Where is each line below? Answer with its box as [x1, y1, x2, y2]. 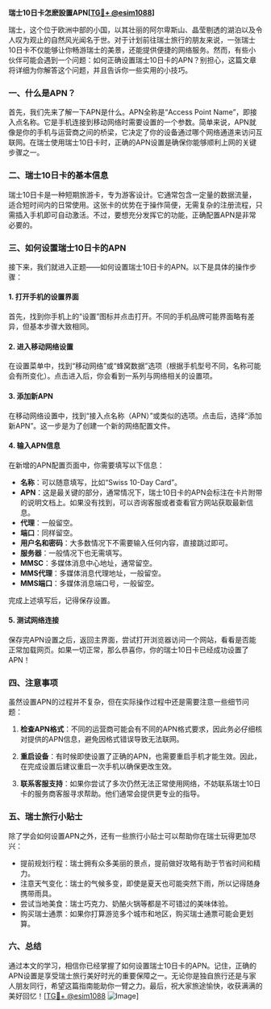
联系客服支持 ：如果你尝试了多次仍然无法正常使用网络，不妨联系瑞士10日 [19, 779, 261, 789]
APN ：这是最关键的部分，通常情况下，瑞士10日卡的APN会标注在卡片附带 [19, 488, 263, 497]
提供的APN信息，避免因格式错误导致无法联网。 [27, 735, 184, 744]
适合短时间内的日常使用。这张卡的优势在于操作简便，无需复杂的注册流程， [8, 199, 256, 209]
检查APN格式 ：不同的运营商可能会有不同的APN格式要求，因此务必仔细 [19, 724, 256, 734]
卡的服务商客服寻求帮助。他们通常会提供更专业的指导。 [19, 789, 204, 798]
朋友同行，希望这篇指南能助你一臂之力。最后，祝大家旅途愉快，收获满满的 [15, 981, 263, 990]
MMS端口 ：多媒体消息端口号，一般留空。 [19, 578, 159, 588]
